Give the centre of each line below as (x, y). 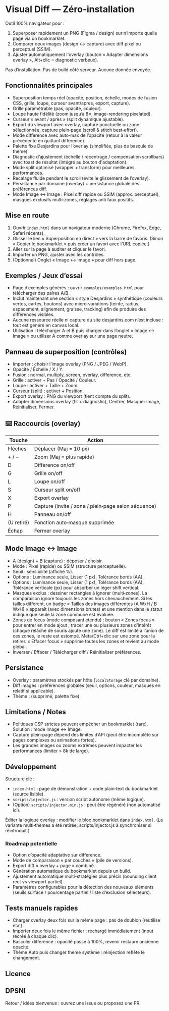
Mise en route (27, 216)
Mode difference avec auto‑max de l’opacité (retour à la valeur (77, 135)
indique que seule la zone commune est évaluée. (63, 614)
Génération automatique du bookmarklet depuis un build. (72, 871)
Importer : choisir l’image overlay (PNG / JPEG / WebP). (70, 364)
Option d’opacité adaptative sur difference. (57, 855)
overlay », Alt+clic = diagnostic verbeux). (55, 60)
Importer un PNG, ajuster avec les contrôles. (59, 254)
